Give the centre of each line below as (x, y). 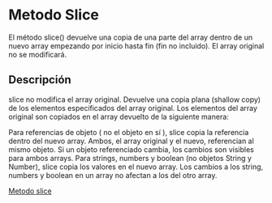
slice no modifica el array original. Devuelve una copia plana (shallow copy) (135, 99)
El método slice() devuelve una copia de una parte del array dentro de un (131, 37)
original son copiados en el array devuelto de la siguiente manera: (119, 116)
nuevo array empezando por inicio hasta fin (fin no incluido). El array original (136, 45)
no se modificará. (38, 54)
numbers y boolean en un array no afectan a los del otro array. (113, 175)
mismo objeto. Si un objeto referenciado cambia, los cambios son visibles (131, 149)
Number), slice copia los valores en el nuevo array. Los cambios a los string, (136, 167)
